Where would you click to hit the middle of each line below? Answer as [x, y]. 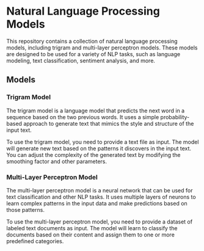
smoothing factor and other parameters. [57, 161]
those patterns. [25, 209]
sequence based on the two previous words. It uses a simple [83, 117]
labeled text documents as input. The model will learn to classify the [92, 228]
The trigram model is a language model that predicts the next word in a [96, 111]
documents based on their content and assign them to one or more [91, 235]
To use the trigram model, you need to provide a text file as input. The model [103, 142]
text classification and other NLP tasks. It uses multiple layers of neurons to [101, 197]
